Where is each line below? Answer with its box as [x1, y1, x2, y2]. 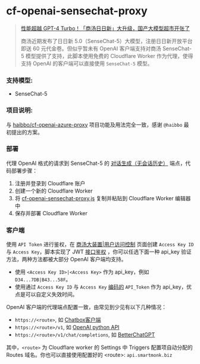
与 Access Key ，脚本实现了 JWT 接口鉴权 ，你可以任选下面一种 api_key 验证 [6, 248, 192, 255]
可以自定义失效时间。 [25, 291, 78, 298]
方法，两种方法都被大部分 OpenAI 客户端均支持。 [6, 256, 127, 263]
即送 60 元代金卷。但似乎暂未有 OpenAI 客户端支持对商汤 [20, 45, 162, 52]
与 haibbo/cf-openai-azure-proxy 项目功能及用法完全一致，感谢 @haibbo [6, 121, 183, 128]
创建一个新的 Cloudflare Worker [14, 187, 93, 194]
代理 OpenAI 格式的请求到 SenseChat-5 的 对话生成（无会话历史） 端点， [6, 160, 186, 167]
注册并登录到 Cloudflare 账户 [14, 179, 86, 186]
